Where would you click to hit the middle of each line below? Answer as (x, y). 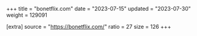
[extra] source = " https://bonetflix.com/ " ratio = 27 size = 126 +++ (89, 27)
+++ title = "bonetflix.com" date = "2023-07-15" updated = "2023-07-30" (98, 9)
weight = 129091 (27, 15)
